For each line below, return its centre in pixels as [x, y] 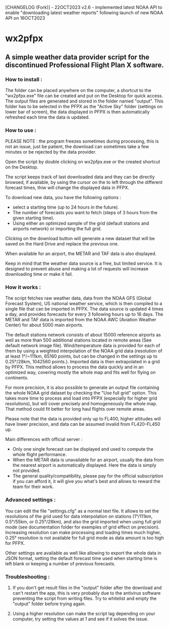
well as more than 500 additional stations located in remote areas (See [78, 340]
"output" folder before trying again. [49, 604]
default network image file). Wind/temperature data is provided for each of [83, 346]
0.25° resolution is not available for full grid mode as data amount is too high [84, 538]
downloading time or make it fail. [39, 274]
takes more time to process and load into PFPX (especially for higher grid [81, 398]
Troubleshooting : [27, 576]
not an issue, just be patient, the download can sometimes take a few [77, 147]
